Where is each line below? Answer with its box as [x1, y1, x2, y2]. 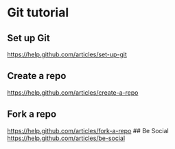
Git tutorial [7, 5, 69, 21]
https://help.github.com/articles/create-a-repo [7, 88, 139, 97]
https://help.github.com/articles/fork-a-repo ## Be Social [7, 126, 170, 135]
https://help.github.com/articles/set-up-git [7, 50, 127, 58]
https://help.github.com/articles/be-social [7, 134, 126, 142]
